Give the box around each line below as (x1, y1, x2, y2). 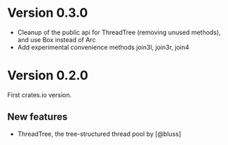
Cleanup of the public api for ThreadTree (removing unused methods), (17, 28, 221, 36)
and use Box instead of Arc (17, 35, 96, 43)
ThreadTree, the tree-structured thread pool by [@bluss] (17, 130, 181, 138)
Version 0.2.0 (7, 68, 89, 83)
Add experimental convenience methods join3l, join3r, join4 (17, 43, 189, 51)
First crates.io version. (7, 90, 72, 99)
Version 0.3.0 (7, 5, 88, 21)
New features (7, 111, 68, 123)
